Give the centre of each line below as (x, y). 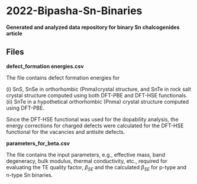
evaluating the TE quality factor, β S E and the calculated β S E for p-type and (96, 168)
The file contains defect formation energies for (63, 77)
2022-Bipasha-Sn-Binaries (74, 11)
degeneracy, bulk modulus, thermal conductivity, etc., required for (87, 161)
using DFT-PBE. (25, 108)
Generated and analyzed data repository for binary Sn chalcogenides (93, 27)
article (14, 33)
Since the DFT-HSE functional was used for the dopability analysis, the (92, 119)
